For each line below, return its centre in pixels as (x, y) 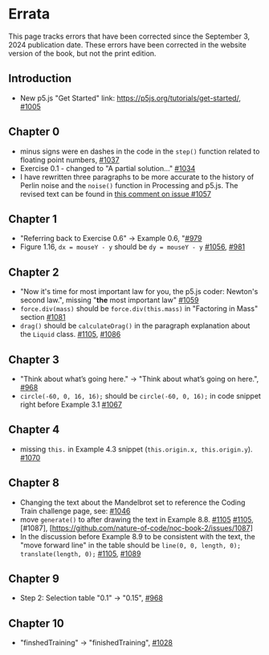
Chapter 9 (34, 579)
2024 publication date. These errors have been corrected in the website (127, 44)
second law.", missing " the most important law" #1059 (109, 300)
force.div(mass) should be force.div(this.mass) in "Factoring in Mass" (139, 309)
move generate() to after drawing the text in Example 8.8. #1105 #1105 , (137, 519)
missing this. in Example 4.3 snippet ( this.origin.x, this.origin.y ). (136, 449)
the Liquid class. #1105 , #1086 (70, 334)
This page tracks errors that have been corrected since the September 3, (129, 36)
